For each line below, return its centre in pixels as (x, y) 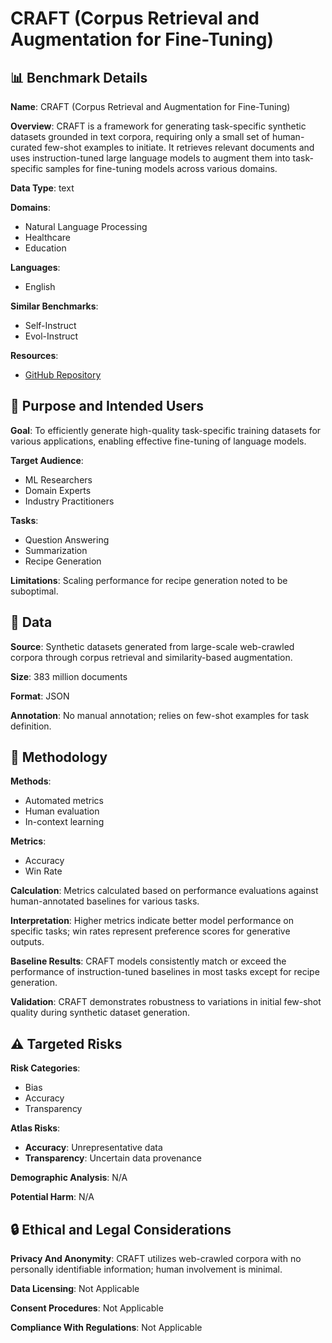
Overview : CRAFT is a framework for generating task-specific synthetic (158, 126)
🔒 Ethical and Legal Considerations (121, 1229)
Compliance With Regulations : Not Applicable (106, 1328)
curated (26, 147)
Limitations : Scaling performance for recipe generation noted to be (149, 580)
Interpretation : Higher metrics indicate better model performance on (152, 921)
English (40, 286)
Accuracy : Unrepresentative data (93, 1148)
